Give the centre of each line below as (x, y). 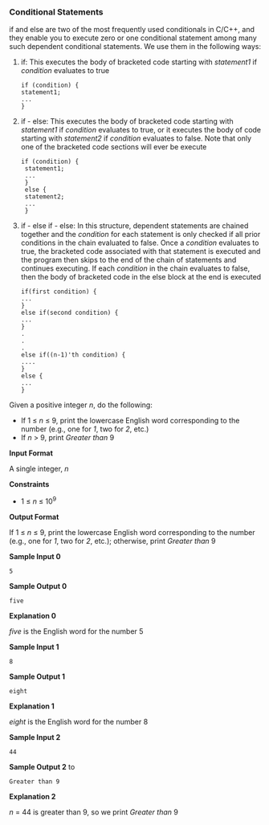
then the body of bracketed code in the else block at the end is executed (141, 277)
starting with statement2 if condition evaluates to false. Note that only (136, 138)
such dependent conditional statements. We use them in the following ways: (135, 47)
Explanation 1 (32, 706)
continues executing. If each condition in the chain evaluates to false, (135, 268)
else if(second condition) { (69, 313)
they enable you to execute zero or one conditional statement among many (133, 38)
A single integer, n (39, 469)
